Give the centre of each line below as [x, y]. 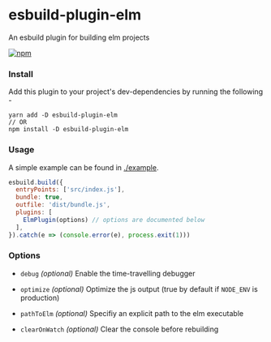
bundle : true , [39, 197]
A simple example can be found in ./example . [84, 167]
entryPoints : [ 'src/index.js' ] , [71, 190]
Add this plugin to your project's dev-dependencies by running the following [136, 92]
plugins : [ [34, 212]
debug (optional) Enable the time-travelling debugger [108, 273]
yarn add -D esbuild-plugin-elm [63, 115]
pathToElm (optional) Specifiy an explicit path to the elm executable [132, 313]
